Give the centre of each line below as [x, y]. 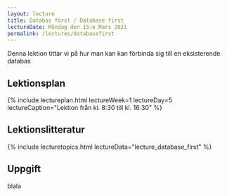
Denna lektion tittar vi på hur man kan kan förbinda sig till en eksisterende [114, 54]
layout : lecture [31, 14]
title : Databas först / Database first [66, 20]
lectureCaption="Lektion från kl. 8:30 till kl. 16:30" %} [85, 108]
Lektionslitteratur [46, 130]
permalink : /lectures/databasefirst [61, 33]
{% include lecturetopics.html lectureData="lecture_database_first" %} [110, 147]
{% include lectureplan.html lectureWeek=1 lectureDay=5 [90, 100]
